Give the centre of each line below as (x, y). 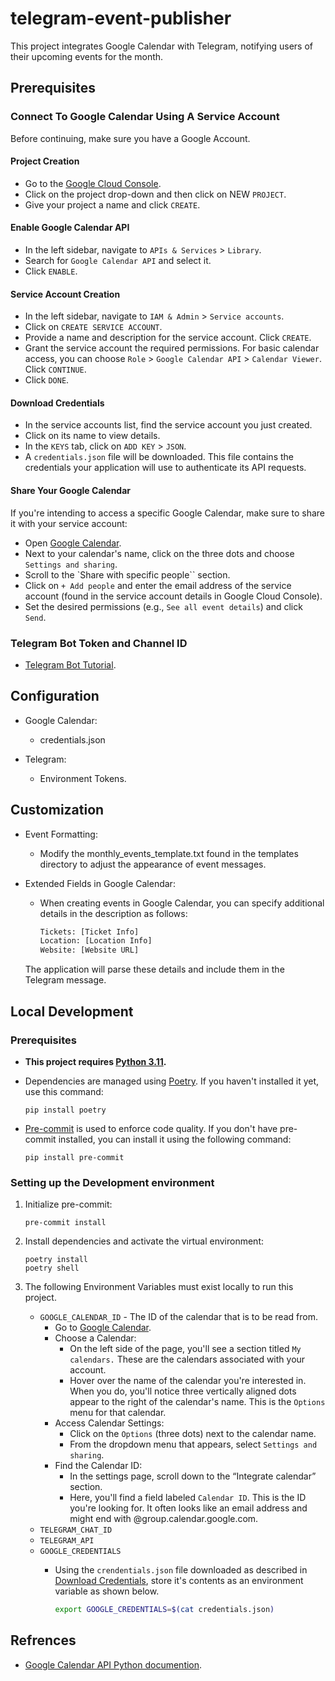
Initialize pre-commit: (68, 1204)
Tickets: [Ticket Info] (89, 932)
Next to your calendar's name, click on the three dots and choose (159, 553)
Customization (57, 810)
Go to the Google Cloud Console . (93, 183)
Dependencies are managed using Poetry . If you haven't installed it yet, (172, 1081)
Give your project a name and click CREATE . (112, 204)
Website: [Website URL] (89, 950)
